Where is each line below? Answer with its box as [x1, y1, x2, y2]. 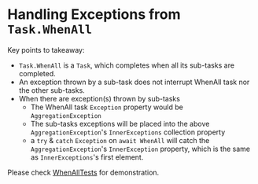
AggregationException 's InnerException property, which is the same [30, 144, 251, 153]
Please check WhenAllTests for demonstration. [7, 167, 160, 177]
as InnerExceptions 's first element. [30, 152, 144, 162]
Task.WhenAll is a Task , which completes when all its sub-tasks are [18, 61, 235, 70]
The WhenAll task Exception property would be [30, 102, 184, 112]
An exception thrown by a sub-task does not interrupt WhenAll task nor [18, 77, 250, 86]
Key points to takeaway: [7, 45, 85, 54]
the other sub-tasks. [18, 85, 86, 95]
